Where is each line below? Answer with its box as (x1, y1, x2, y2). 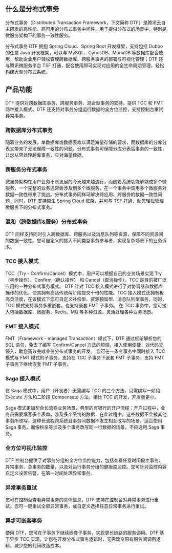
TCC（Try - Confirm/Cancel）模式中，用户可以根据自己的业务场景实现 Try (5, 270, 162, 276)
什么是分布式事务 (5, 5, 59, 14)
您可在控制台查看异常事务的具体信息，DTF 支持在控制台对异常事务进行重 (5, 497, 159, 503)
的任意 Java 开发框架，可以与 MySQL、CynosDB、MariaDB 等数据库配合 (5, 49, 159, 55)
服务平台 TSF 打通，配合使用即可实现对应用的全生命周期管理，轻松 (23, 62, 165, 68)
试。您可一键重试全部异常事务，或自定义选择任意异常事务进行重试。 (5, 503, 149, 509)
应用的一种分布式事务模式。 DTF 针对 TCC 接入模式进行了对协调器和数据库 (5, 283, 163, 289)
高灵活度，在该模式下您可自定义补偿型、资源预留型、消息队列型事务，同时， (5, 296, 167, 302)
